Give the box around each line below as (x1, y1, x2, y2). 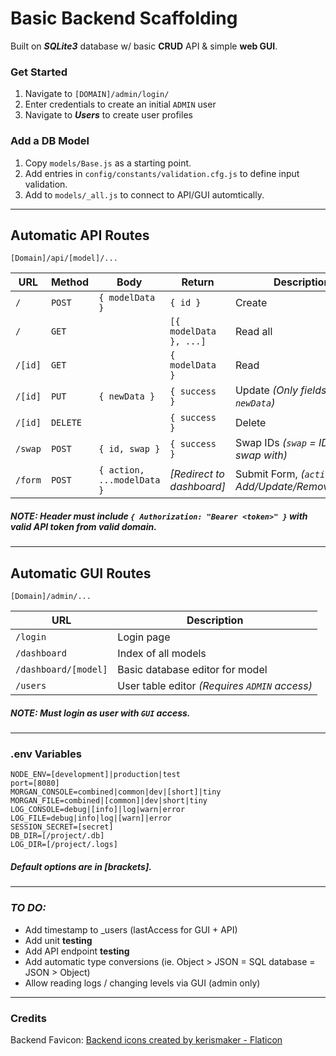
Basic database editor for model (117, 663, 268, 677)
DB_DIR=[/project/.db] (10, 831, 105, 841)
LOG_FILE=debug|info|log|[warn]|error (10, 813, 172, 824)
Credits (10, 1011, 47, 1025)
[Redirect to (169, 467, 225, 481)
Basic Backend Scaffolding (10, 7, 238, 30)
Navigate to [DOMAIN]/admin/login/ (24, 88, 170, 100)
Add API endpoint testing (24, 945, 130, 957)
